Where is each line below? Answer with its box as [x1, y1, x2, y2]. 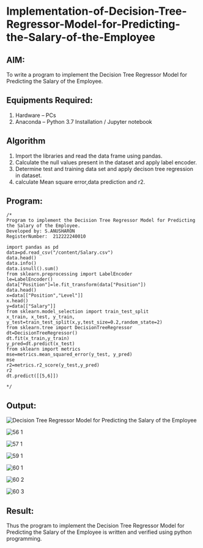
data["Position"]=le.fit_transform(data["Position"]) [6, 282, 147, 288]
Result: [6, 506, 34, 516]
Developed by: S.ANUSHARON [6, 228, 75, 234]
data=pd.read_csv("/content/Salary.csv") [6, 249, 114, 256]
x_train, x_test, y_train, [6, 314, 75, 320]
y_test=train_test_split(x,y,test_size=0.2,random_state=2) [6, 319, 163, 325]
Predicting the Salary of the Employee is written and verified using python [6, 528, 192, 536]
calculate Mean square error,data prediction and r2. [15, 178, 146, 185]
